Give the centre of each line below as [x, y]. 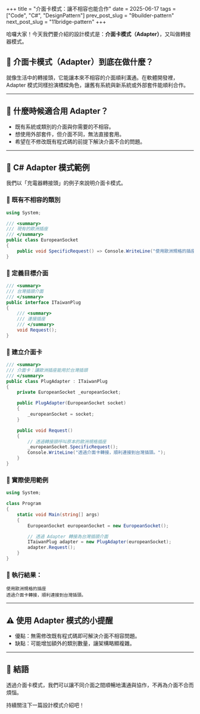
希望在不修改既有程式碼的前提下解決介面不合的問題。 [80, 141]
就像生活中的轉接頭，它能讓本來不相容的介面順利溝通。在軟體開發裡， [92, 77]
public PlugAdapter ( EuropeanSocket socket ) [72, 403]
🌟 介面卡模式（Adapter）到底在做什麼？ [80, 62]
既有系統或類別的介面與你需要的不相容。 [64, 126]
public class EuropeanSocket [42, 240]
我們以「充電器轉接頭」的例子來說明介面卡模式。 [66, 183]
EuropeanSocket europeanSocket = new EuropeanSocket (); [98, 526]
